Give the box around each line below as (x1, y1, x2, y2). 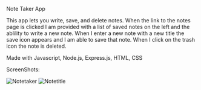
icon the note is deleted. (6, 42, 67, 50)
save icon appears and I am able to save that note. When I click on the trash (6, 36, 196, 43)
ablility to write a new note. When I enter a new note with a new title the (6, 30, 185, 37)
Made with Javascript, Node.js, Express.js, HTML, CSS (6, 54, 143, 61)
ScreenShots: (6, 66, 41, 73)
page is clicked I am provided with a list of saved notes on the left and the (6, 24, 190, 30)
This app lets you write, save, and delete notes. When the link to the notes (6, 17, 191, 24)
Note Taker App (6, 5, 45, 12)
